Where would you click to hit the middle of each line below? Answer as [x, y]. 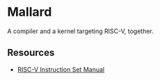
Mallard [30, 12]
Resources [31, 53]
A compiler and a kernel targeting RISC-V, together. [81, 31]
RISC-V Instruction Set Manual [61, 69]
